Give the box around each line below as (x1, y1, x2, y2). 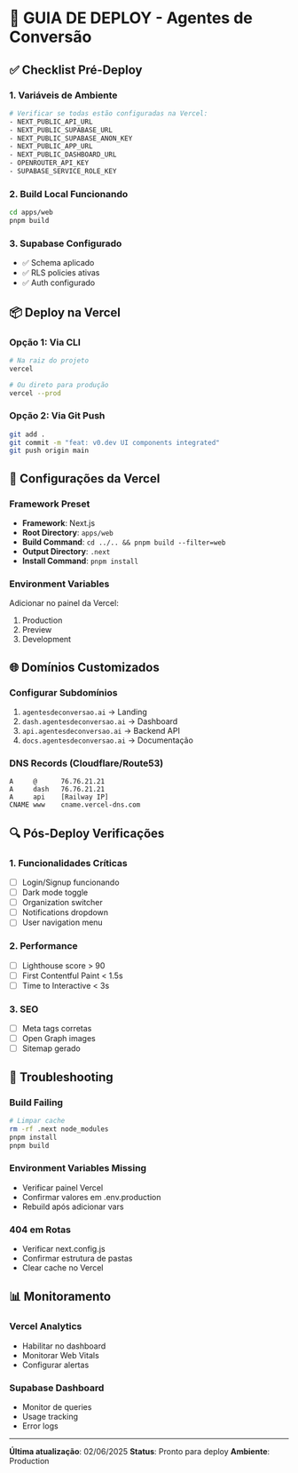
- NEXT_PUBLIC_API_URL (9, 117, 93, 126)
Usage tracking (21, 1412, 78, 1422)
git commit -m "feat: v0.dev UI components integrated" (9, 438, 220, 447)
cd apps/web (9, 208, 53, 217)
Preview (21, 625, 52, 635)
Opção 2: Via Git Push (9, 410, 106, 422)
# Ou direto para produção (9, 380, 109, 389)
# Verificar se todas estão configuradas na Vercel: (9, 108, 208, 118)
